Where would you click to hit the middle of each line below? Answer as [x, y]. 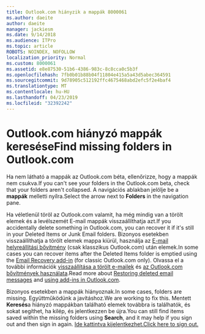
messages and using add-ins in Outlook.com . [63, 279]
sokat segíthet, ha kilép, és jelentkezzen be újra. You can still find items [95, 311]
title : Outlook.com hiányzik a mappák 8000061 [67, 12]
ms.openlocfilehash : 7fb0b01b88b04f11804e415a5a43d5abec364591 [89, 75]
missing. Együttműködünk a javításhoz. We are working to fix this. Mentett [99, 298]
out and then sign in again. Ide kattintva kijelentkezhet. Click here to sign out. [102, 324]
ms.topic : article [30, 47]
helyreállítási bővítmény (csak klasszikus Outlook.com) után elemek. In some [102, 247]
